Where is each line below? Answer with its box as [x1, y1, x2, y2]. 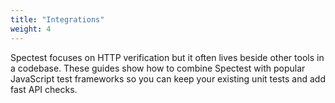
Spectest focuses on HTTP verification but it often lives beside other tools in [10, 51, 325, 63]
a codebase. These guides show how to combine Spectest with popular [10, 62, 306, 74]
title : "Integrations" [10, 14, 105, 25]
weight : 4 [10, 24, 52, 34]
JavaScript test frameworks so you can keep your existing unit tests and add [10, 72, 326, 85]
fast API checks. [10, 83, 78, 95]
